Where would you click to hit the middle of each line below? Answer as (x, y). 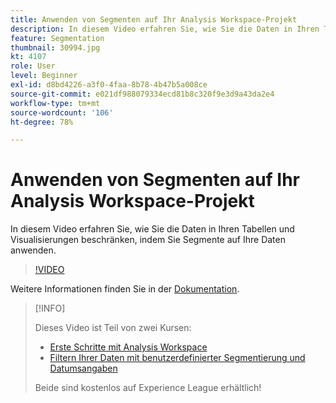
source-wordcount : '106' (62, 112)
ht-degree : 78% (42, 122)
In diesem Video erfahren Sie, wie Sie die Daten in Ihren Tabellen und (152, 229)
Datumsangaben (83, 368)
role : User (33, 66)
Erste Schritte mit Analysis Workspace (128, 347)
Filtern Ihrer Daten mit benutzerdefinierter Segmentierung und (177, 358)
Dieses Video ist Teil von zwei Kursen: (113, 328)
